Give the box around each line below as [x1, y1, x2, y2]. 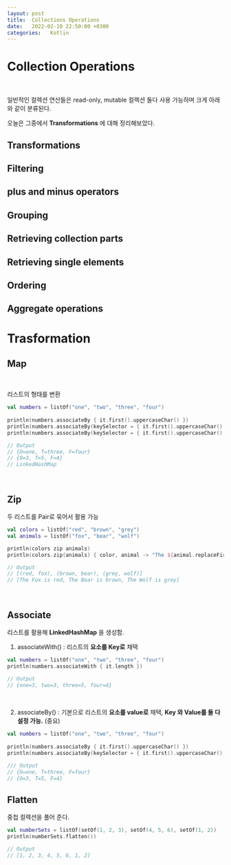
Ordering [7, 279, 47, 291]
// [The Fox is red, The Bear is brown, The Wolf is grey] [7, 577, 180, 584]
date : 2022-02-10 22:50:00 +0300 [7, 23, 109, 30]
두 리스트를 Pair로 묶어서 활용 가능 [7, 513, 99, 521]
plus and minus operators [7, 186, 119, 198]
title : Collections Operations [7, 17, 100, 23]
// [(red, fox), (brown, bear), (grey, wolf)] [7, 570, 143, 578]
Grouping [7, 209, 49, 221]
